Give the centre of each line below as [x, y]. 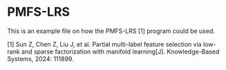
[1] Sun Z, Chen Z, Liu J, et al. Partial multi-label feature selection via [104, 44]
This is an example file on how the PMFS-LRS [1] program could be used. [111, 31]
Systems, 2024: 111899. [40, 58]
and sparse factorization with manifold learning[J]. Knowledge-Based [121, 51]
